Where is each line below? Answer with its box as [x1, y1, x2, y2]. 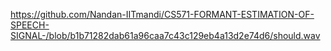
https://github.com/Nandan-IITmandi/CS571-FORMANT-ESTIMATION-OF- [10, 9, 315, 20]
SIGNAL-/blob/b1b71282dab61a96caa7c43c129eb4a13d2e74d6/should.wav [10, 30, 321, 41]
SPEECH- [10, 19, 50, 31]
